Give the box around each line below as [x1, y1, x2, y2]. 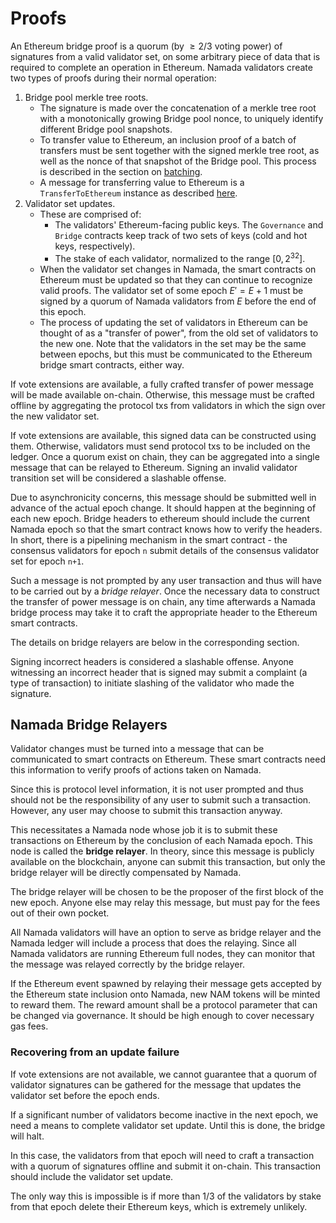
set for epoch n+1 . [10, 555, 85, 567]
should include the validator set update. [10, 1170, 174, 1182]
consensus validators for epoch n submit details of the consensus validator [10, 544, 320, 556]
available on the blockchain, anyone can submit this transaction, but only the [10, 856, 326, 868]
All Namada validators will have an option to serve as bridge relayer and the [10, 927, 322, 939]
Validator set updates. [24, 197, 116, 209]
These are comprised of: [39, 208, 142, 220]
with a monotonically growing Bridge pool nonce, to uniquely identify [39, 112, 324, 124]
